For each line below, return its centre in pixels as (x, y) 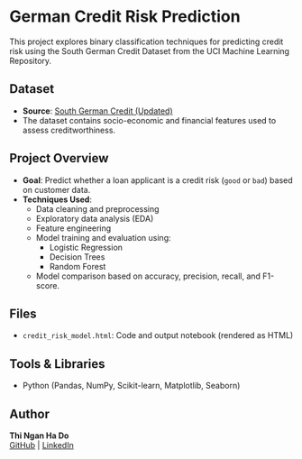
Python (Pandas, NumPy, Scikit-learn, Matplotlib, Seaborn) (131, 386)
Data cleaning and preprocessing (97, 208)
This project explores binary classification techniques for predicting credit (146, 41)
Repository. (31, 60)
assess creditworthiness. (69, 130)
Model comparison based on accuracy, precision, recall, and (148, 276)
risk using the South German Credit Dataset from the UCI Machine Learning (150, 50)
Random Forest (78, 266)
